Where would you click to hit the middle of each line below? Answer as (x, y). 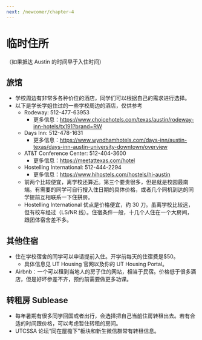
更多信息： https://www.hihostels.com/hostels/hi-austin (102, 175)
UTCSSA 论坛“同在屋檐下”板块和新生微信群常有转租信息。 (87, 331)
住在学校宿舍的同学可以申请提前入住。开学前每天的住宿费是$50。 (97, 257)
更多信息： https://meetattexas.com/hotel (84, 160)
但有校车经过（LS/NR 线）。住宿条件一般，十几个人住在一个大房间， (108, 212)
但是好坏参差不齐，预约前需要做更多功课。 (79, 280)
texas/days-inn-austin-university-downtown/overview (100, 147)
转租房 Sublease (37, 300)
